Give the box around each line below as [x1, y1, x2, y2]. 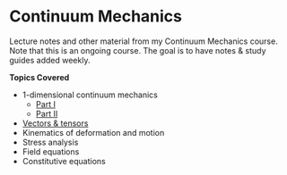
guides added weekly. [9, 54, 91, 65]
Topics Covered [9, 71, 70, 82]
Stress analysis [22, 137, 79, 147]
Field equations [22, 146, 80, 157]
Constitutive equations [22, 155, 106, 166]
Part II [35, 108, 58, 119]
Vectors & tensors [22, 118, 89, 129]
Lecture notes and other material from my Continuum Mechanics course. [9, 36, 278, 46]
